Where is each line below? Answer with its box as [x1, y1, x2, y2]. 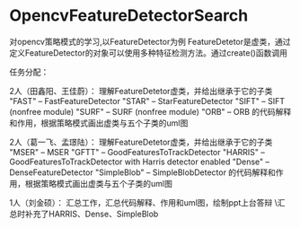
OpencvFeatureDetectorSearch [9, 5, 249, 26]
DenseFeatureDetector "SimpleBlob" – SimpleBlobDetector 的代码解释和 [9, 167, 277, 178]
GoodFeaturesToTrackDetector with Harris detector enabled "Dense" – [9, 156, 270, 167]
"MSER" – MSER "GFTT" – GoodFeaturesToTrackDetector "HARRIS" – [9, 146, 265, 157]
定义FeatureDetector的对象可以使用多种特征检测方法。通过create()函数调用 [9, 47, 287, 58]
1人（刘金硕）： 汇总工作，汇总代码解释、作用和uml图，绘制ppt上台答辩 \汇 [9, 197, 286, 207]
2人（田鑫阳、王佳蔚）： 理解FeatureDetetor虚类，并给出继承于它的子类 [9, 85, 273, 96]
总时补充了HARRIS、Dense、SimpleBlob [9, 208, 159, 219]
